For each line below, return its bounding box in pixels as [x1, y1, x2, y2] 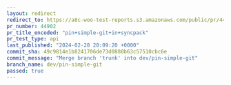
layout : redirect [6, 10, 57, 17]
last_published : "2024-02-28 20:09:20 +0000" [6, 42, 139, 49]
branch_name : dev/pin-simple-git [6, 61, 103, 68]
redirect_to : [6, 16, 44, 23]
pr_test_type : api [6, 36, 59, 42]
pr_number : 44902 [6, 23, 57, 29]
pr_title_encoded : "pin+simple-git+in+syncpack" [6, 29, 149, 36]
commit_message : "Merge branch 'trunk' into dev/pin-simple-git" [6, 55, 198, 62]
